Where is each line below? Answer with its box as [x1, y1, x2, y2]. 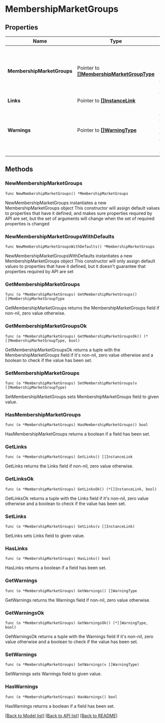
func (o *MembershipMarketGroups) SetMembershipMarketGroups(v [5, 381, 137, 386]
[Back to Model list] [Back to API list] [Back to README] [5, 713, 118, 719]
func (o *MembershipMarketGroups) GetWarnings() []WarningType [5, 588, 137, 593]
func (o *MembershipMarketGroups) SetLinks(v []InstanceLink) [5, 524, 135, 529]
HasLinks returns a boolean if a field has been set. [5, 565, 107, 571]
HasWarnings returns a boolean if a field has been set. [5, 703, 115, 709]
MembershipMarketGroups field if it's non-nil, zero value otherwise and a [5, 352, 154, 358]
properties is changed [5, 220, 50, 226]
